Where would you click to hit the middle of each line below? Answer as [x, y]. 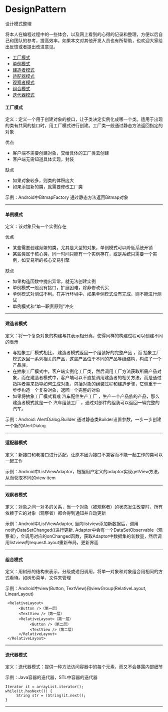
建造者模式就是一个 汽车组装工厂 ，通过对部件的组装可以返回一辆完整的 [86, 402]
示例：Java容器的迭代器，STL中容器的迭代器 [51, 678]
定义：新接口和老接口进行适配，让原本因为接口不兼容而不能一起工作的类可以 [84, 454]
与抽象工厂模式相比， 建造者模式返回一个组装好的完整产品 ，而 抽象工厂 [86, 352]
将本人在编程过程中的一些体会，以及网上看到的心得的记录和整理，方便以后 [82, 34]
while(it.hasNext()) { [29, 691]
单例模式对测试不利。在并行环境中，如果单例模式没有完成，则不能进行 [85, 294]
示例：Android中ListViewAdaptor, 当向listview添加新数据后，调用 [72, 524]
